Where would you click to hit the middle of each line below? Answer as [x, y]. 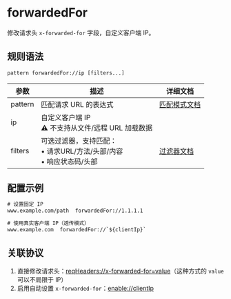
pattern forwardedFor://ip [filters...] [66, 73]
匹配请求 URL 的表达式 [77, 104]
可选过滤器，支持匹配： [79, 141]
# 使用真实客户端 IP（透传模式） [48, 223]
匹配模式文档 [180, 104]
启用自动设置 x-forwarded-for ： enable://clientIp [85, 288]
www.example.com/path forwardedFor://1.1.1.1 [75, 211]
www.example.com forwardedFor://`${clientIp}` [77, 230]
